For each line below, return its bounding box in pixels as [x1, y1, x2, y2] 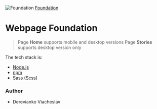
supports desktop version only [17, 44, 82, 50]
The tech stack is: [5, 54, 43, 60]
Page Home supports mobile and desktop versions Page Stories [17, 39, 152, 45]
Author [5, 87, 23, 94]
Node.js [12, 64, 29, 70]
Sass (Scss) [12, 75, 38, 81]
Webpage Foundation [5, 23, 98, 34]
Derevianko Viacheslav [12, 99, 61, 105]
